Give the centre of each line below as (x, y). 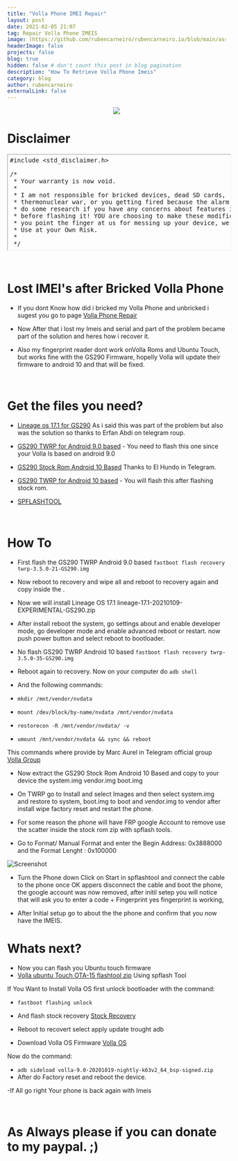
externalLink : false (37, 91)
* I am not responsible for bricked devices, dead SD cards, (120, 195)
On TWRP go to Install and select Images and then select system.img (116, 794)
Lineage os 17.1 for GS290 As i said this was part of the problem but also (120, 425)
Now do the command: (40, 1056)
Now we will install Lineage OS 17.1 (66, 602)
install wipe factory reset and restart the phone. (85, 808)
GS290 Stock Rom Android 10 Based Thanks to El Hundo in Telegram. (117, 467)
